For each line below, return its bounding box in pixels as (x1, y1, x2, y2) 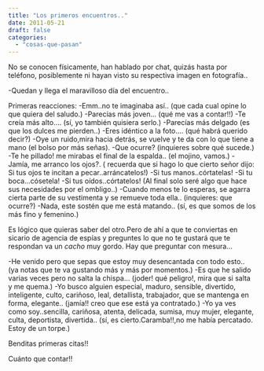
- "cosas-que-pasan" (15, 41, 82, 49)
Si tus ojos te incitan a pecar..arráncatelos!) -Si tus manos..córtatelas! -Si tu (8, 168, 253, 178)
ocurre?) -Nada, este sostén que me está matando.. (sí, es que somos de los (8, 201, 256, 211)
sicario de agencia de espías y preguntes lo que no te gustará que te (8, 233, 230, 243)
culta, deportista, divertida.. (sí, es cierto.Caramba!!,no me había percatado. (8, 315, 253, 325)
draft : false (8, 26, 51, 34)
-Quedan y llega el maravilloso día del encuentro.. (8, 86, 170, 95)
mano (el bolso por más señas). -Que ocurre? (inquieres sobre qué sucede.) (8, 143, 255, 152)
